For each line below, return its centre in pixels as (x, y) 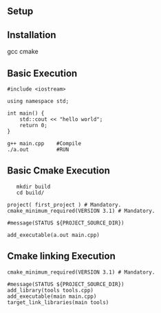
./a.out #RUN (38, 150)
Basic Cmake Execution (58, 171)
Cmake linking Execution (61, 256)
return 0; (34, 126)
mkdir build (33, 187)
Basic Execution (42, 73)
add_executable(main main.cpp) (52, 296)
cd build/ (30, 193)
